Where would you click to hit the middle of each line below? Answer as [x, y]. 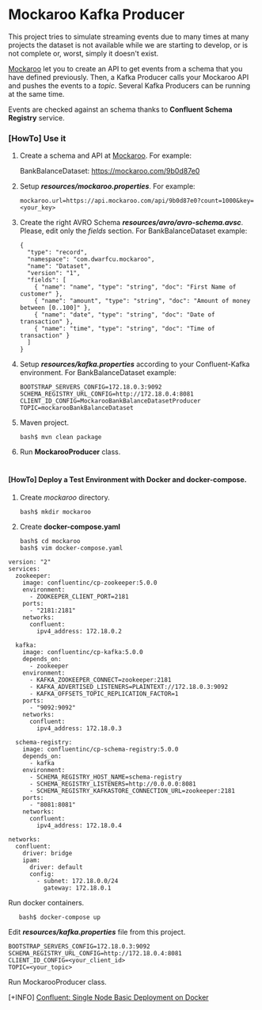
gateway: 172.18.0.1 [77, 888]
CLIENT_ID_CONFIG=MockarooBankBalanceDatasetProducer [110, 401]
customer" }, [41, 294]
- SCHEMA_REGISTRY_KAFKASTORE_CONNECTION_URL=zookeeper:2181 [132, 791]
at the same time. [36, 94]
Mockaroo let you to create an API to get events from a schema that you [125, 68]
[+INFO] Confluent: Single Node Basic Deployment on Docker [108, 997]
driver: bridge [47, 854]
